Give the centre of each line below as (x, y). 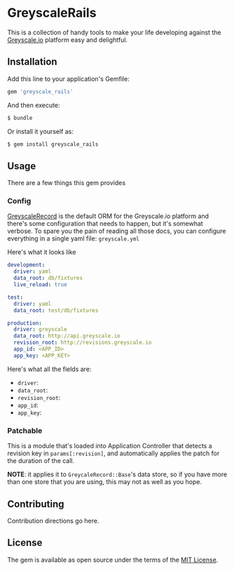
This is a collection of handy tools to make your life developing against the (114, 32)
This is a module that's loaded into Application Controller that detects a (110, 446)
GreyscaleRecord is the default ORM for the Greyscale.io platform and (108, 216)
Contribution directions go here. (53, 520)
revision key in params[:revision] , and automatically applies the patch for (113, 453)
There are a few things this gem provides (67, 183)
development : (26, 265)
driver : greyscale (41, 330)
